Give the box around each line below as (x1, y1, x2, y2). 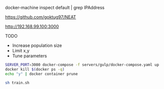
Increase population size (12, 43, 62, 48)
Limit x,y (12, 48, 29, 53)
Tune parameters (12, 53, 47, 59)
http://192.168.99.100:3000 (5, 23, 59, 29)
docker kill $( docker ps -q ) (5, 67, 65, 72)
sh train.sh (5, 80, 29, 85)
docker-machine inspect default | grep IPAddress (5, 5, 105, 10)
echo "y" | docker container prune (5, 71, 78, 76)
